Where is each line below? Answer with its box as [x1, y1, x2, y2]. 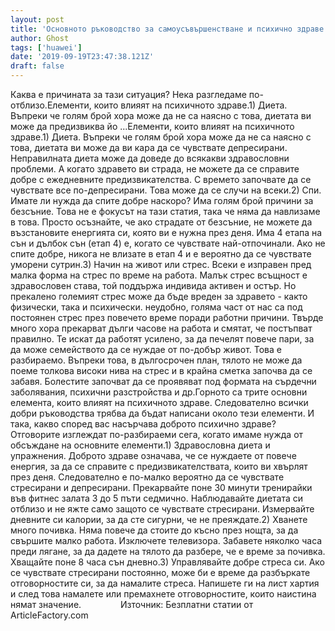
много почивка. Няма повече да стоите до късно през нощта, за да [10, 524, 299, 536]
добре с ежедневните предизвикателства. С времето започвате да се [10, 174, 312, 185]
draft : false [10, 61, 65, 71]
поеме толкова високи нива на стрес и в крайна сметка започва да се [10, 365, 313, 376]
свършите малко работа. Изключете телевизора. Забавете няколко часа [10, 535, 323, 546]
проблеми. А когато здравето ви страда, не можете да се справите [10, 163, 300, 175]
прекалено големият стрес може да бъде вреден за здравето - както [10, 291, 308, 302]
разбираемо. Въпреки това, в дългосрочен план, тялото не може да [10, 354, 303, 366]
